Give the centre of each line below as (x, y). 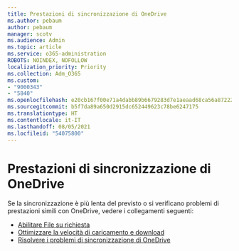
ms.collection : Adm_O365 (44, 73)
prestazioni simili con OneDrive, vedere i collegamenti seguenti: (101, 211)
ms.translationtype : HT (43, 113)
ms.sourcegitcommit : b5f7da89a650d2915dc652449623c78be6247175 (103, 107)
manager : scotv (30, 34)
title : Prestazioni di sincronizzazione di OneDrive (87, 14)
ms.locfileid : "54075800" (46, 133)
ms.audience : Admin (36, 41)
